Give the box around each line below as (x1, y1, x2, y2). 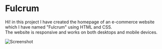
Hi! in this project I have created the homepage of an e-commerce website (5, 19, 155, 25)
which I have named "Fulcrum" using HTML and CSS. (5, 24, 112, 30)
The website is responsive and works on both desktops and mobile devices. (5, 29, 158, 35)
